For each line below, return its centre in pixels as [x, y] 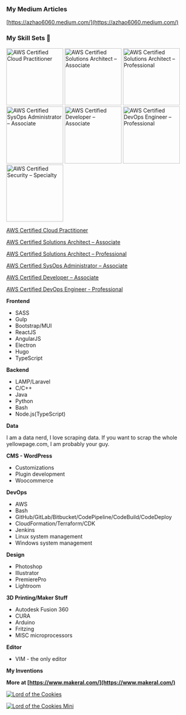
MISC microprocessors [44, 635]
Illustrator [27, 573]
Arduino [25, 622]
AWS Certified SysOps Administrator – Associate [67, 265]
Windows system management [54, 543]
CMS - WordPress [29, 456]
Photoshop [28, 566]
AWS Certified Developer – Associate [52, 277]
